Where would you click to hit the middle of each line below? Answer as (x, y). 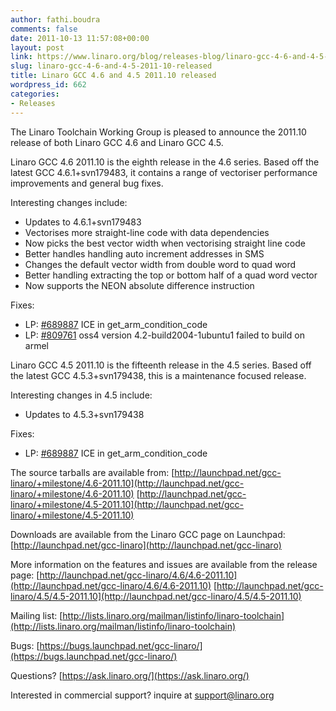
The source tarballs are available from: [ (92, 472)
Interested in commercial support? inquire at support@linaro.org (142, 695)
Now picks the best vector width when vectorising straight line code (165, 243)
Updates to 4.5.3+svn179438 (84, 414)
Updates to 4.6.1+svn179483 (83, 222)
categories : (35, 94)
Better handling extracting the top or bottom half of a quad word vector (171, 275)
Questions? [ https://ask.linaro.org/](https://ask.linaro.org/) (130, 675)
